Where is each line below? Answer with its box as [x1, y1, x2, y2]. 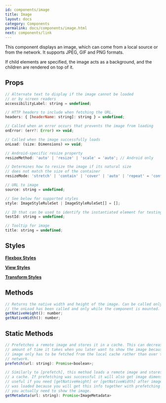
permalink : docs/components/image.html [5, 26, 87, 31]
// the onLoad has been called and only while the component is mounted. [5, 306, 161, 311]
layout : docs [5, 16, 32, 21]
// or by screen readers [5, 96, 56, 101]
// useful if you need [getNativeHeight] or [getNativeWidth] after [5, 379, 149, 384]
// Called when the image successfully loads [5, 137, 100, 142]
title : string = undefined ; [5, 228, 63, 233]
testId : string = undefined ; [5, 214, 65, 219]
